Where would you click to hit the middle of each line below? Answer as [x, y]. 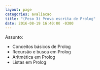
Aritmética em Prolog [34, 57]
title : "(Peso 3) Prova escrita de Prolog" [50, 19]
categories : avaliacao [28, 14]
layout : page [18, 10]
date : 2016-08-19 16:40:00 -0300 [39, 23]
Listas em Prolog [29, 62]
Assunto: [14, 37]
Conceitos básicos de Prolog [41, 47]
